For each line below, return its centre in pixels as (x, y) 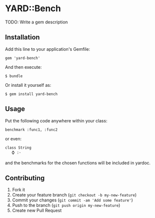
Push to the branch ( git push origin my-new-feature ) (66, 205)
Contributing (25, 178)
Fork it (19, 190)
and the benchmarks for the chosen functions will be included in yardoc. (78, 163)
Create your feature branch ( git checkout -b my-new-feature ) (74, 195)
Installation (22, 37)
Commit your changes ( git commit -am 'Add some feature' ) (72, 200)
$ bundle (14, 76)
